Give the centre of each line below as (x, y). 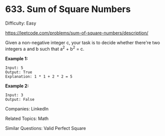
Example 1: (17, 58)
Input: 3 (14, 95)
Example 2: (17, 86)
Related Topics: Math (27, 118)
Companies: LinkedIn (27, 108)
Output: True (19, 72)
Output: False (20, 99)
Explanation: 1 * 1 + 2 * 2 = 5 (39, 76)
